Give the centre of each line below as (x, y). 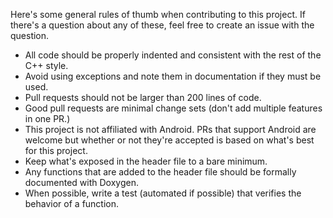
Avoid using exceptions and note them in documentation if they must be (173, 76)
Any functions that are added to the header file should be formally (160, 172)
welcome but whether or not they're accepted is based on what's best (169, 140)
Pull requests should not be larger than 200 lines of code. (143, 97)
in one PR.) (47, 118)
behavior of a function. (72, 203)
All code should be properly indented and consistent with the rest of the (173, 55)
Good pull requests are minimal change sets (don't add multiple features (173, 108)
